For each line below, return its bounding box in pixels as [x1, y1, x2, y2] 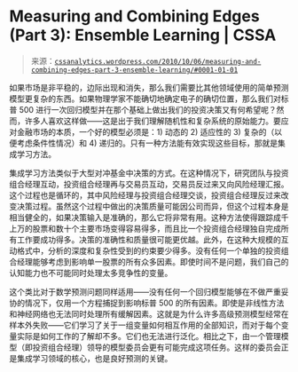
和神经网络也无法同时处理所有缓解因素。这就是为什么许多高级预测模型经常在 [9, 308, 289, 319]
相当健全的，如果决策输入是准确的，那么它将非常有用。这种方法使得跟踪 [9, 211, 273, 223]
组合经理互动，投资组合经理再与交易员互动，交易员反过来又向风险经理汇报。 [9, 178, 289, 189]
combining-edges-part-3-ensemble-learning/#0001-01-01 [30, 65, 239, 75]
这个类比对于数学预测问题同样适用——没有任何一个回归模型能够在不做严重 [9, 286, 281, 297]
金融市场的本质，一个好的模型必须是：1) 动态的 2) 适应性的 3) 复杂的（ [16, 126, 275, 137]
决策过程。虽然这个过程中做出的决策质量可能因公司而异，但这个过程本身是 [16, 201, 289, 211]
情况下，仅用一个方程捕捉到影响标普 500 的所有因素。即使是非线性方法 [24, 297, 285, 308]
